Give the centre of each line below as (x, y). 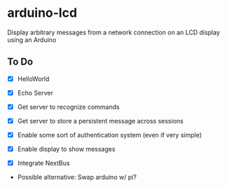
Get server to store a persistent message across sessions (100, 121)
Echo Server (35, 93)
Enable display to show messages (66, 149)
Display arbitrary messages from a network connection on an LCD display (114, 32)
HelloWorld (33, 79)
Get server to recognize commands (69, 107)
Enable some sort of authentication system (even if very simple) (109, 135)
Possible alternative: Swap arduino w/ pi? (77, 177)
